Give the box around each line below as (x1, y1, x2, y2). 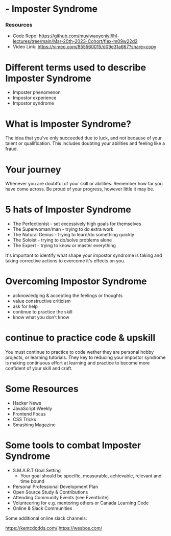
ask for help (12, 303, 38, 309)
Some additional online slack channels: (5, 515, 87, 521)
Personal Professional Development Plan (12, 483, 99, 490)
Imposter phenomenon (12, 89, 61, 95)
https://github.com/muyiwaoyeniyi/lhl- (39, 33, 119, 39)
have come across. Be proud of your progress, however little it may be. (5, 186, 155, 192)
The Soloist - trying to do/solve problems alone (12, 237, 112, 243)
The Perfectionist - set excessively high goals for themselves (12, 221, 141, 227)
